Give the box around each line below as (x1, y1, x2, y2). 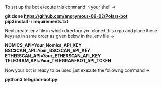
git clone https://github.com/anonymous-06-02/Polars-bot (5, 14, 128, 19)
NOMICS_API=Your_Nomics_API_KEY (5, 43, 82, 48)
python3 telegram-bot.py (5, 77, 58, 82)
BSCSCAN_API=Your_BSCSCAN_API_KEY (5, 48, 91, 53)
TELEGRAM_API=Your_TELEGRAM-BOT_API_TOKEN (5, 58, 111, 63)
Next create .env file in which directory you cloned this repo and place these (5, 28, 157, 33)
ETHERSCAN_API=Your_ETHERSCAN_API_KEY (5, 53, 101, 58)
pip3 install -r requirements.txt (5, 19, 69, 24)
